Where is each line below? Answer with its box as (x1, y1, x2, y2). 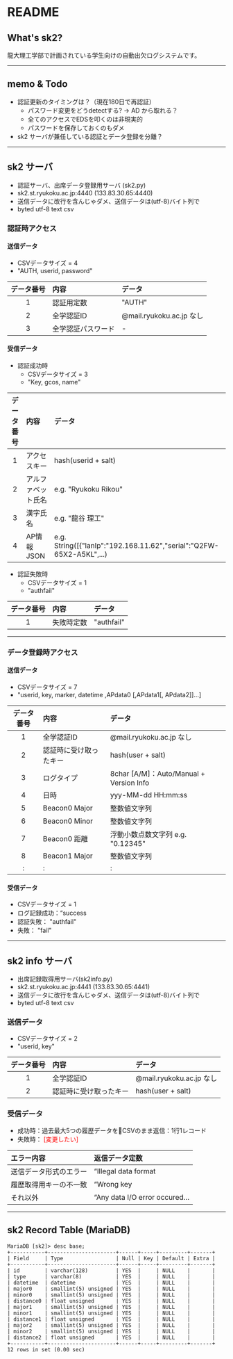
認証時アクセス (7, 223, 57, 233)
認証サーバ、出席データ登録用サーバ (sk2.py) (17, 181, 146, 189)
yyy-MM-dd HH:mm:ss (110, 790, 188, 800)
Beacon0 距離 (42, 834, 89, 844)
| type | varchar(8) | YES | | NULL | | (7, 1273, 216, 1280)
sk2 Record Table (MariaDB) (7, 1224, 130, 1236)
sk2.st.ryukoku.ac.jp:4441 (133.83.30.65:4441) (17, 983, 150, 991)
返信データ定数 (94, 1153, 144, 1163)
